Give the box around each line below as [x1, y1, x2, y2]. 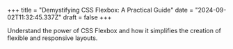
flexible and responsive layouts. [7, 34, 98, 42]
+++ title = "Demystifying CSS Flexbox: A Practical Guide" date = [7, 6, 194, 14]
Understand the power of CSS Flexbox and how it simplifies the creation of [7, 27, 221, 35]
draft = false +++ [63, 13, 112, 21]
